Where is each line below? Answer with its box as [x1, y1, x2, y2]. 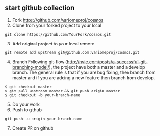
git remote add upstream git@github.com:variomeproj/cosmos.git [5, 50, 140, 55]
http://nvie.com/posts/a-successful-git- [67, 59, 148, 65]
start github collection [5, 4, 75, 12]
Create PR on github [12, 125, 53, 131]
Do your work [12, 101, 40, 107]
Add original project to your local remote [12, 41, 95, 46]
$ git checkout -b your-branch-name [5, 92, 80, 98]
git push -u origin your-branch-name [5, 116, 83, 121]
